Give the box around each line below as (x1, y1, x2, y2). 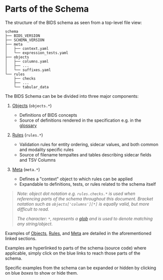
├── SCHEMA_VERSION (5, 38, 45, 43)
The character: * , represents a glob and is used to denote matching (17, 215, 153, 221)
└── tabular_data (14, 85, 49, 89)
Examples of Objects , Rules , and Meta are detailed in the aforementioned (5, 230, 152, 236)
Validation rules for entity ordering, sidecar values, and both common (19, 141, 159, 147)
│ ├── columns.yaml (5, 59, 49, 64)
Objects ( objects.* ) (12, 103, 52, 108)
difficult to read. (17, 206, 50, 212)
